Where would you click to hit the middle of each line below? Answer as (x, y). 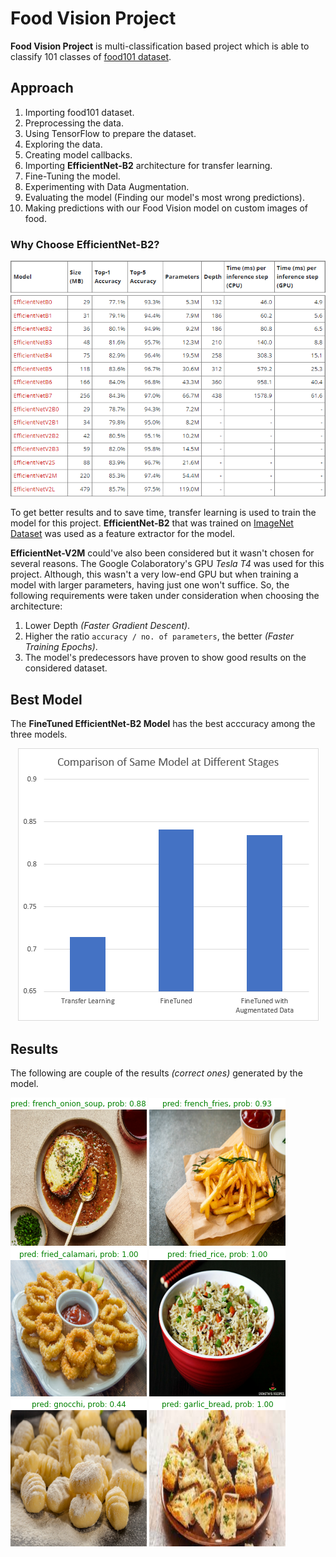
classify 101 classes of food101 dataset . (91, 56)
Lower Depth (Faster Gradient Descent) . (107, 626)
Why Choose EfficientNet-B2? (85, 244)
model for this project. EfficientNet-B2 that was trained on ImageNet (152, 523)
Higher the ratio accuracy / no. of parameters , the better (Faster (159, 636)
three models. (39, 734)
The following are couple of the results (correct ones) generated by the (156, 1073)
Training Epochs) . (61, 647)
